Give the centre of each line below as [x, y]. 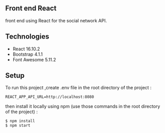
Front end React [31, 8]
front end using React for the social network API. [56, 20]
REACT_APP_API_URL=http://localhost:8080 [50, 97]
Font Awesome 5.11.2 [34, 59]
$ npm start [18, 126]
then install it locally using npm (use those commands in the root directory [83, 107]
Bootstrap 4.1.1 [28, 54]
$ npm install [20, 121]
